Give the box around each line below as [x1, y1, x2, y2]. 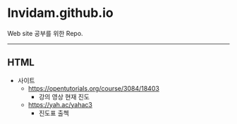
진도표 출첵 [38, 108, 69, 117]
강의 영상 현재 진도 [38, 92, 90, 101]
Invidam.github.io [7, 5, 114, 21]
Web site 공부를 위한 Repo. [7, 29, 83, 37]
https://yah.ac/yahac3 [28, 100, 93, 108]
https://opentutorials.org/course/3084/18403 [28, 84, 160, 92]
